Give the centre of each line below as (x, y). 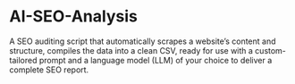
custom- (270, 50)
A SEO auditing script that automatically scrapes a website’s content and (143, 41)
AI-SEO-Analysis (74, 17)
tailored (23, 60)
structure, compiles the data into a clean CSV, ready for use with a (131, 50)
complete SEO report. (49, 70)
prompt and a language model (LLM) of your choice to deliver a (156, 60)
